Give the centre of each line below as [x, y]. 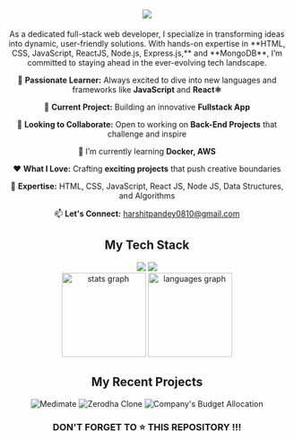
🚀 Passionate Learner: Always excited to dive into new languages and [147, 80]
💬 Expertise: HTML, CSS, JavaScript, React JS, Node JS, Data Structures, [147, 186]
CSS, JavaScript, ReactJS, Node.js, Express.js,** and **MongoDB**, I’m [147, 53]
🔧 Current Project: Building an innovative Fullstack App [147, 107]
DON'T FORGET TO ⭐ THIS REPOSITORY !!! [147, 427]
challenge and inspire [147, 134]
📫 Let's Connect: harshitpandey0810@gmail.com [147, 213]
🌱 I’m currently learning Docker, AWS [147, 151]
